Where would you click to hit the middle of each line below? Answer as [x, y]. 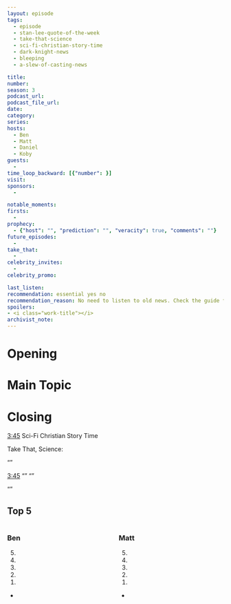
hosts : [16, 128]
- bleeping [29, 59]
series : [18, 122]
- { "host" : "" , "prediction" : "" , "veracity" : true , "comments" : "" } [115, 230]
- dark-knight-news [41, 52]
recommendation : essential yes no [57, 294]
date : [15, 110]
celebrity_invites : [35, 262]
